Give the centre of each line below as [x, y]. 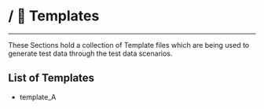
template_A [38, 96]
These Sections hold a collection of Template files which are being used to [129, 45]
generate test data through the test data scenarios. [90, 53]
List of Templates [51, 78]
